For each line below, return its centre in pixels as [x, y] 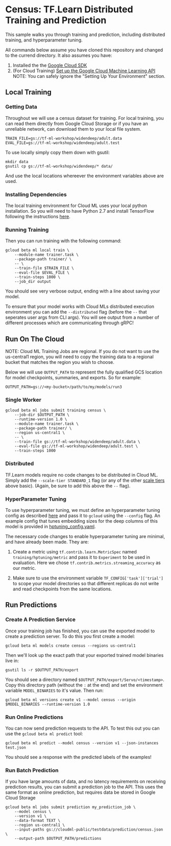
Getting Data [21, 107]
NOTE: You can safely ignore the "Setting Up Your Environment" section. [89, 76]
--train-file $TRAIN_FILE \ [44, 268]
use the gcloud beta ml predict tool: [44, 733]
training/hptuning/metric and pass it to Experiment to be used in [81, 557]
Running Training [27, 230]
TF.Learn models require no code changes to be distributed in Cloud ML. [82, 474]
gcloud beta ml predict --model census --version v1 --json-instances [82, 743]
